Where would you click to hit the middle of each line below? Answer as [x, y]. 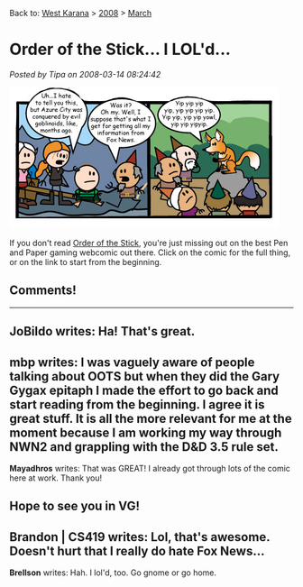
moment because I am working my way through [146, 432]
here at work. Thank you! [56, 478]
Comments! [43, 291]
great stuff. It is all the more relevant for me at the [151, 418]
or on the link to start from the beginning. [86, 261]
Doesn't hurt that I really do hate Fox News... [137, 550]
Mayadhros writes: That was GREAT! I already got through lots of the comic [150, 468]
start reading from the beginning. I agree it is [137, 404]
